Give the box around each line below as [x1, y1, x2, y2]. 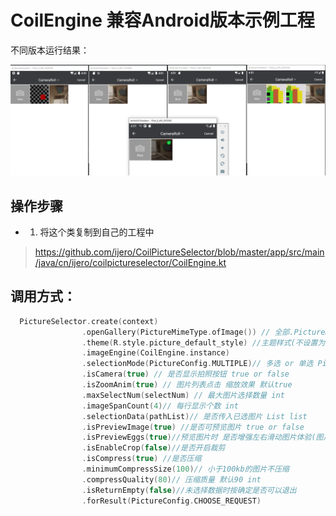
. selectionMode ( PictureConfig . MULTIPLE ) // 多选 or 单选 [81, 359, 314, 369]
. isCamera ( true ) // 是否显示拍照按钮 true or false [81, 369, 290, 380]
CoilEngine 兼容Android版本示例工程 [10, 9, 315, 32]
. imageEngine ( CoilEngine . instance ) [81, 348, 230, 358]
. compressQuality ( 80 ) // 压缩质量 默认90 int [81, 474, 262, 485]
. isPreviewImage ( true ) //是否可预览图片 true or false [81, 422, 305, 432]
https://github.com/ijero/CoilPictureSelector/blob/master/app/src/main [34, 246, 325, 258]
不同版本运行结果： [10, 44, 90, 56]
